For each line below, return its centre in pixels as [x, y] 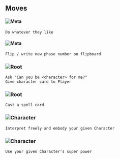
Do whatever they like [29, 32]
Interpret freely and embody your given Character [60, 128]
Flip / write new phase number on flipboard [53, 54]
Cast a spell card [25, 105]
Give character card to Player [38, 82]
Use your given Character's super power [49, 151]
